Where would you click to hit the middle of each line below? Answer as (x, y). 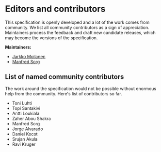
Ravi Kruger (24, 144)
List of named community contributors (64, 77)
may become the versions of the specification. (51, 38)
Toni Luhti (22, 103)
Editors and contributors (55, 9)
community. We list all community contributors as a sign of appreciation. (77, 27)
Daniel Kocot (25, 134)
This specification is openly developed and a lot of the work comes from (77, 22)
